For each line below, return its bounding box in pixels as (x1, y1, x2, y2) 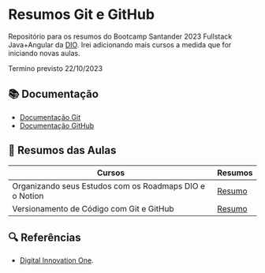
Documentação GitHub (19, 121, 95, 130)
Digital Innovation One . (19, 256, 94, 265)
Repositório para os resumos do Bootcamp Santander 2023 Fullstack (8, 32, 233, 41)
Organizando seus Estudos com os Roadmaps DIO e (12, 180, 206, 191)
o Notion (12, 190, 44, 201)
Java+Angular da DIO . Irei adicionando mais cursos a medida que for (8, 39, 232, 49)
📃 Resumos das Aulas (8, 144, 117, 157)
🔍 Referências (8, 230, 81, 244)
